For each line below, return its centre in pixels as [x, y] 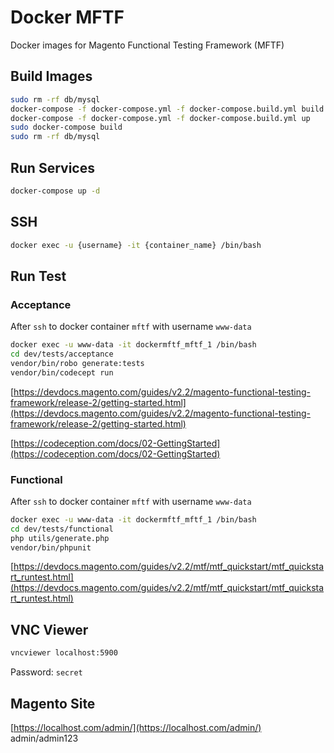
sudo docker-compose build [66, 127]
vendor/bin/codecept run [62, 372]
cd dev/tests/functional [62, 529]
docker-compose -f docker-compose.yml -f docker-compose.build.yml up [160, 118]
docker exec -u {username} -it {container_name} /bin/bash [136, 245]
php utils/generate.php [60, 538]
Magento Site [53, 703]
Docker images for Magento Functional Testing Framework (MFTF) [147, 45]
